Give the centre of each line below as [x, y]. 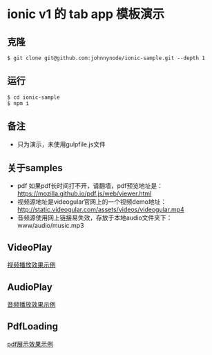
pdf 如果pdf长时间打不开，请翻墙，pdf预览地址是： [90, 186]
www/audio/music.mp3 [50, 226]
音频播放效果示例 [31, 305]
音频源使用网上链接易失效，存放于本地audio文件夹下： [95, 218]
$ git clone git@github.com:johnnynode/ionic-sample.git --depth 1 [106, 58]
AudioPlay [30, 287]
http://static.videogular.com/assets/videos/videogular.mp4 [100, 210]
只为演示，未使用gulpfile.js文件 [61, 144]
